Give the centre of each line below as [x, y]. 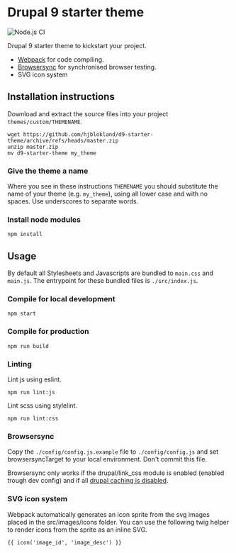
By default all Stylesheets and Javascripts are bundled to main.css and [111, 273]
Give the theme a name [48, 171]
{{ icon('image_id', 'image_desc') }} [64, 542]
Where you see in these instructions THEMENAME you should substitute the [113, 186]
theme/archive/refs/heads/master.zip [63, 140]
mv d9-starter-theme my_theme [52, 153]
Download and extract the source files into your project [88, 113]
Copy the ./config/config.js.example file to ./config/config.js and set [113, 452]
